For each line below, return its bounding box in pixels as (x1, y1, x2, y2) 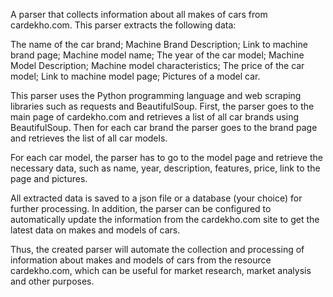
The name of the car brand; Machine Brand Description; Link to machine (10, 39, 308, 50)
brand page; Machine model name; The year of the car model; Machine (10, 49, 305, 61)
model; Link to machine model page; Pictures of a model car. (10, 70, 261, 82)
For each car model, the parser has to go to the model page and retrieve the (10, 152, 323, 163)
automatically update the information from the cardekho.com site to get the (10, 214, 320, 225)
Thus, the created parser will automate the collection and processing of (10, 244, 305, 255)
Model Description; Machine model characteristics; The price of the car (10, 60, 305, 71)
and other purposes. (10, 275, 95, 287)
